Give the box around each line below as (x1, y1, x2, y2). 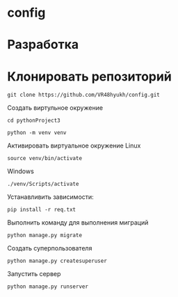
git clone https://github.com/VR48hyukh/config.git (7, 92, 160, 99)
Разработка (7, 37, 79, 53)
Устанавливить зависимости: (7, 193, 94, 201)
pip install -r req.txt (7, 207, 76, 214)
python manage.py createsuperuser (7, 257, 108, 265)
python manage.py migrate (7, 232, 82, 239)
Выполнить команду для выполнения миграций (7, 218, 149, 227)
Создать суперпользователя (7, 244, 92, 252)
